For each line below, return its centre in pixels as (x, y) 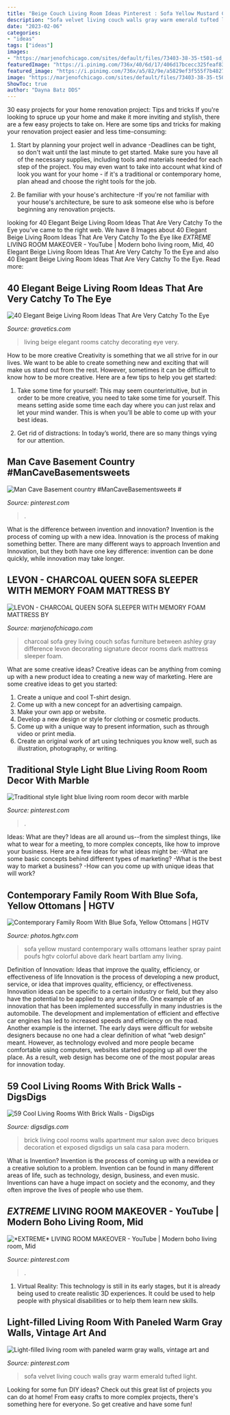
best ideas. (33, 419)
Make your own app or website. (61, 711)
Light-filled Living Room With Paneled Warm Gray (115, 1323)
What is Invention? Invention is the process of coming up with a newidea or (113, 1161)
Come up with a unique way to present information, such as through (113, 726)
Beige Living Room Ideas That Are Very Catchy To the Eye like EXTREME (109, 237)
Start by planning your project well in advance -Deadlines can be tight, (116, 145)
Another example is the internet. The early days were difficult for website (110, 1028)
